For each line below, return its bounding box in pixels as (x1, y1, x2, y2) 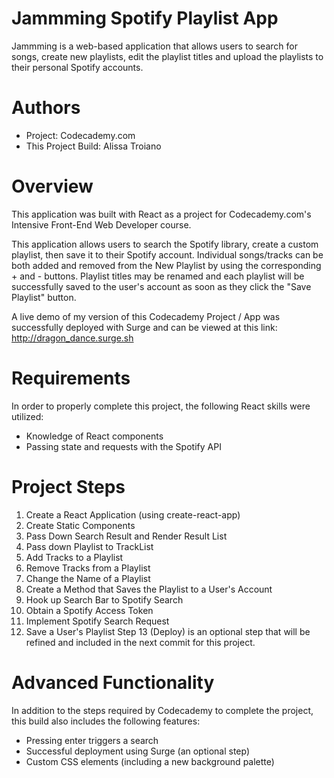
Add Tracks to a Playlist (25, 551, 124, 563)
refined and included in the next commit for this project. (25, 636, 256, 648)
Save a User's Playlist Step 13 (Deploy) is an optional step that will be (25, 625, 311, 637)
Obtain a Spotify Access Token (25, 604, 154, 616)
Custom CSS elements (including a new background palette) (25, 755, 275, 767)
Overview (11, 175, 94, 198)
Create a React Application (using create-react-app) (25, 508, 241, 521)
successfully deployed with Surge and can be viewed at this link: (11, 321, 278, 333)
